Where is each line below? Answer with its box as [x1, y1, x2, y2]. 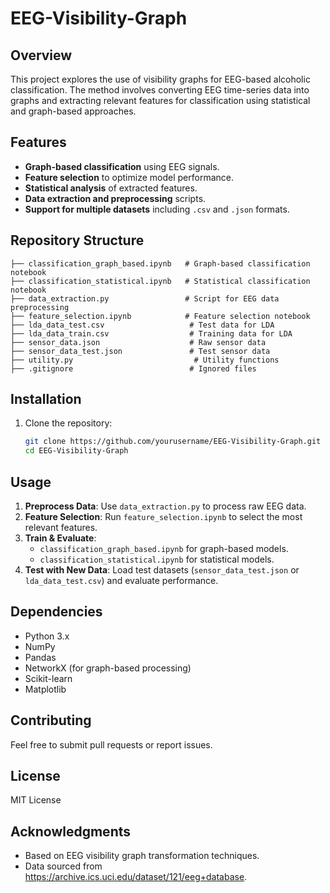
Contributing [10, 712, 92, 729]
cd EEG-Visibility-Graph [24, 446, 129, 456]
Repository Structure [10, 232, 145, 249]
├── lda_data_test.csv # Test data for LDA [10, 320, 275, 330]
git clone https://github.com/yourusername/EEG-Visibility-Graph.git [24, 437, 322, 447]
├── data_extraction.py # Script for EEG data [10, 293, 280, 304]
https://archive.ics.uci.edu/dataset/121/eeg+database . [24, 871, 248, 883]
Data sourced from [24, 860, 103, 872]
